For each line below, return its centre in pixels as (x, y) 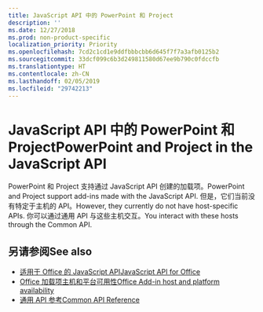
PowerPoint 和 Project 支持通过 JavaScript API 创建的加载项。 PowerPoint (126, 186)
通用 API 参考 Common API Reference (79, 300)
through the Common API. (50, 225)
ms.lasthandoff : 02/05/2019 (54, 81)
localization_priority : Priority (63, 45)
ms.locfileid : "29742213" (50, 88)
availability (37, 291)
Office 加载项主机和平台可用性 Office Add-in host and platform (119, 282)
